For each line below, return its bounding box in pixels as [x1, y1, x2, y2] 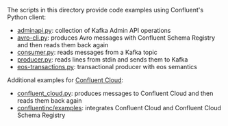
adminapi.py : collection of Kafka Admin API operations [16, 27, 171, 34]
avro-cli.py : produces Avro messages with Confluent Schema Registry [16, 34, 216, 42]
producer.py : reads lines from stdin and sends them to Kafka [16, 55, 188, 64]
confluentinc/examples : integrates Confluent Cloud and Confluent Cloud [16, 104, 221, 112]
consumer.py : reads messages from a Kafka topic [16, 48, 157, 56]
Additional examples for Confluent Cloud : [7, 76, 124, 84]
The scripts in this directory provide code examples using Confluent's [7, 6, 204, 14]
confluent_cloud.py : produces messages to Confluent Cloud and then [16, 89, 214, 97]
